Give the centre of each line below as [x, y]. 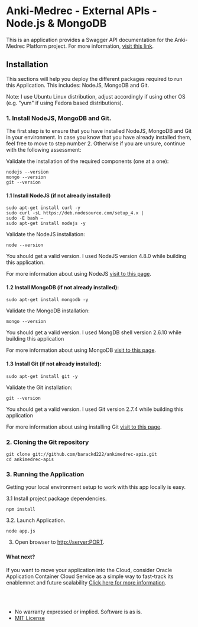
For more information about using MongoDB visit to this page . [81, 350]
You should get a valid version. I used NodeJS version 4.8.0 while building [96, 256]
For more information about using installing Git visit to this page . [84, 427]
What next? [21, 557]
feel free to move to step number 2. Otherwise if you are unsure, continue [96, 143]
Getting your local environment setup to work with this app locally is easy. [96, 487]
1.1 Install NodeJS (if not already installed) [59, 195]
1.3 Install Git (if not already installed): [54, 364]
